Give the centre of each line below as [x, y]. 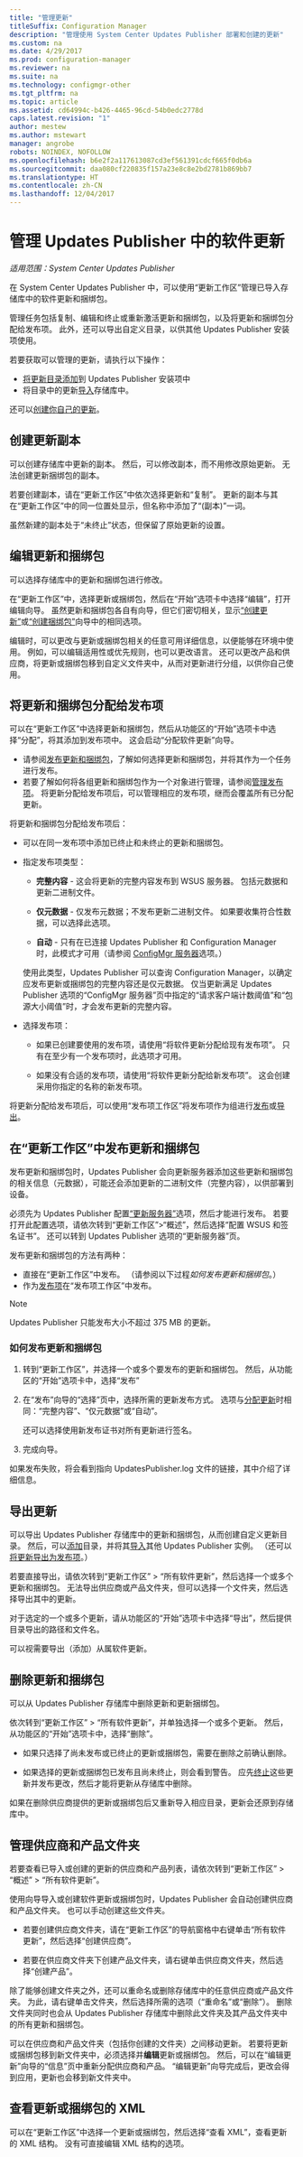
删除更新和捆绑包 [57, 1680]
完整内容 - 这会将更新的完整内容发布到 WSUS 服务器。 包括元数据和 [162, 881]
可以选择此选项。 [83, 923]
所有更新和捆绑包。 [52, 2024]
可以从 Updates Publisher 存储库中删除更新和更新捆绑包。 [117, 1704]
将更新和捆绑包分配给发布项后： [69, 823]
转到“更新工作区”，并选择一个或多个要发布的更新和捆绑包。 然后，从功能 [157, 1370]
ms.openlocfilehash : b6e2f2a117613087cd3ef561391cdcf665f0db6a [131, 160]
